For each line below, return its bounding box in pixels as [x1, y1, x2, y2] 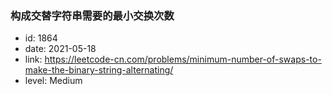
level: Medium [24, 75, 83, 87]
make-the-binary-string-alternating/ [24, 64, 174, 76]
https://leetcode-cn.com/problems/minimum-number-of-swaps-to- [44, 53, 322, 66]
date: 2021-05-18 [24, 43, 97, 55]
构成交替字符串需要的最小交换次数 [10, 8, 175, 22]
